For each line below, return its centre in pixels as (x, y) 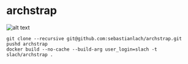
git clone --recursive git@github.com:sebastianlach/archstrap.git (94, 38)
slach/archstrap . (30, 55)
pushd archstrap (27, 44)
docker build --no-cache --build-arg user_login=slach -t (82, 49)
